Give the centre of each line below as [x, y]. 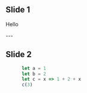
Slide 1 [18, 10]
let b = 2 [34, 74]
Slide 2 [19, 55]
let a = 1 [34, 68]
